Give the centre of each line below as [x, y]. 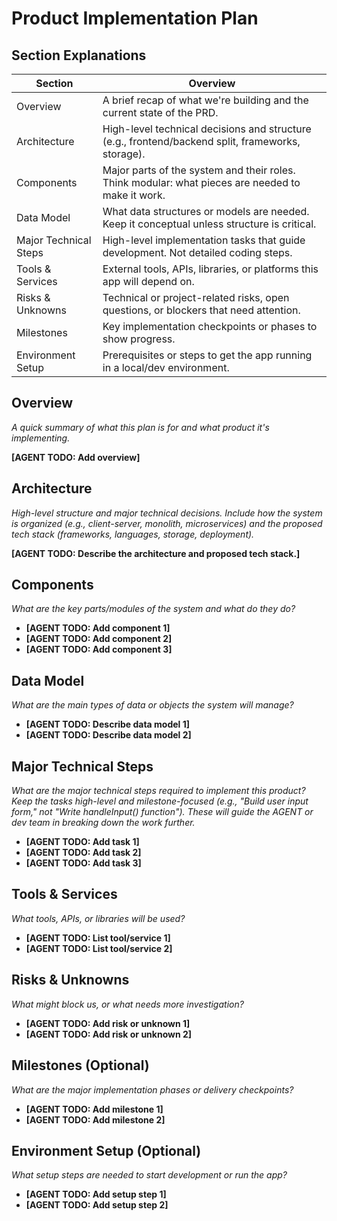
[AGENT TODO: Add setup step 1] [96, 1194]
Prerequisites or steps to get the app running [207, 355]
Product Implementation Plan [135, 18]
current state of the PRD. [160, 112]
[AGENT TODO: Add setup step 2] [97, 1205]
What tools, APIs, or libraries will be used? [98, 918]
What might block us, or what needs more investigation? [127, 1004]
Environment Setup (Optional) [106, 1150]
